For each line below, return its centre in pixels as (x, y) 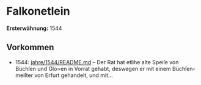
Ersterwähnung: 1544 (34, 28)
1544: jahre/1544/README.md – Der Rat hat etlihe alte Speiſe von (97, 62)
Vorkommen (30, 47)
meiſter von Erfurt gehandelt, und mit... (64, 75)
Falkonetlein (38, 11)
